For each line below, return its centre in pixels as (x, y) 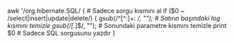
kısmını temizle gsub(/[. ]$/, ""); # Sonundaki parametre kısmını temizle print (117, 25)
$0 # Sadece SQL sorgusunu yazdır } (61, 33)
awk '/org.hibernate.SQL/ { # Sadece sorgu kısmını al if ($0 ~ (96, 11)
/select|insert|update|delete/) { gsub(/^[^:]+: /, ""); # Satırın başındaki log (114, 18)
